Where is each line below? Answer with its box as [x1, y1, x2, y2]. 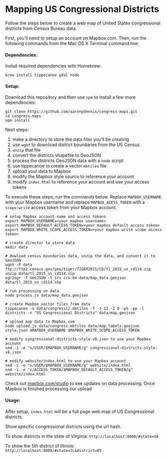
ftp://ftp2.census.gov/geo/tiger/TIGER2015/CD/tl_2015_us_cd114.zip [5, 266, 151, 272]
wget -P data [5, 262, 32, 267]
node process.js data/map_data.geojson [5, 293, 88, 298]
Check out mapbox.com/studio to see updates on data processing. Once [5, 380, 155, 386]
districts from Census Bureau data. [5, 25, 77, 31]
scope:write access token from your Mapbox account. [5, 204, 117, 210]
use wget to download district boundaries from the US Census [12, 141, 140, 148]
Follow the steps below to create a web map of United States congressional [5, 20, 161, 26]
